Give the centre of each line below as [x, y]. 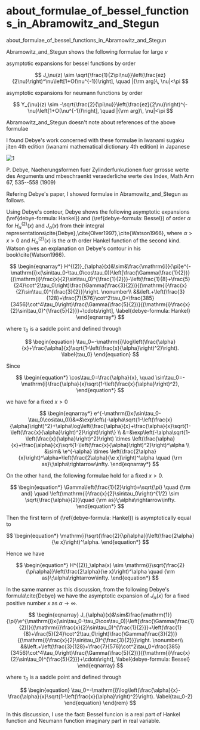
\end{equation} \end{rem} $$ [100, 703]
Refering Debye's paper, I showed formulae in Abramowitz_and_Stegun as [97, 194]
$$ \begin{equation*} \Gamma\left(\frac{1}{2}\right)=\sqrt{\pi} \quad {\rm [100, 487]
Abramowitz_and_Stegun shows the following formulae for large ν [87, 51]
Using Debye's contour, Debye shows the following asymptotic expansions [98, 212]
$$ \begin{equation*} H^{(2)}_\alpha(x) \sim [70, 565]
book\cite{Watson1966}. [36, 254]
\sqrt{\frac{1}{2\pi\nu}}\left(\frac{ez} [121, 75]
